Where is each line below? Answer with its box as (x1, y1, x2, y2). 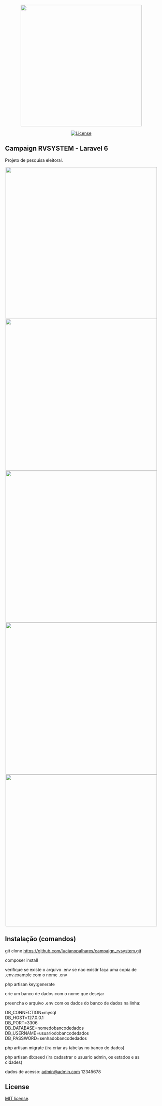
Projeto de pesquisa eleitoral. (5, 157, 63, 163)
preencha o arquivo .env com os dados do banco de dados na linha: (5, 1000, 141, 1006)
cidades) (5, 1059, 23, 1065)
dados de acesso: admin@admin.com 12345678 (5, 1069, 101, 1074)
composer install (5, 957, 38, 963)
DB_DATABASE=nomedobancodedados (5, 1025, 84, 1031)
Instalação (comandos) (5, 935, 76, 943)
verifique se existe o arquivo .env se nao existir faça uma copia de (5, 967, 137, 972)
